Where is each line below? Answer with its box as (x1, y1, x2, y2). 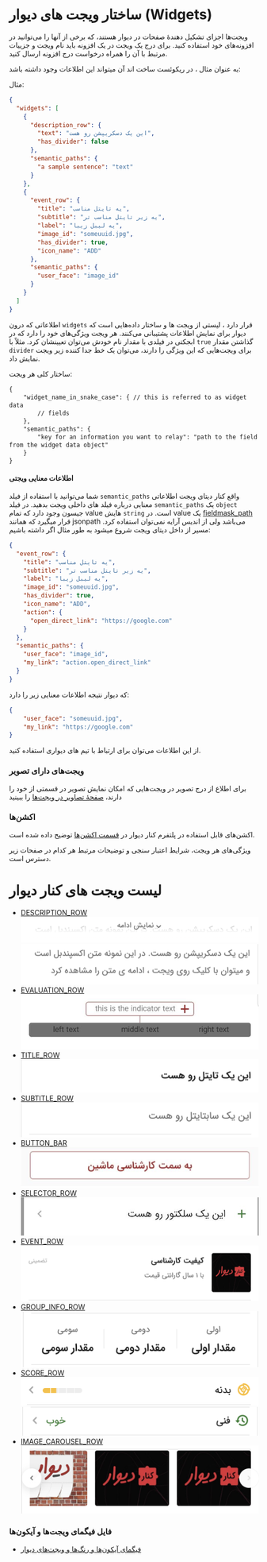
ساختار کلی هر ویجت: (9, 369, 73, 378)
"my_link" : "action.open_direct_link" (23, 659, 151, 667)
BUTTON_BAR (20, 1139, 67, 1148)
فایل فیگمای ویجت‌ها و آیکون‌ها (9, 1526, 113, 1537)
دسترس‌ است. (9, 853, 51, 863)
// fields (37, 409, 70, 417)
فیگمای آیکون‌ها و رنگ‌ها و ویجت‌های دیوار (20, 1544, 142, 1554)
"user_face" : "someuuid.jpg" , (23, 714, 124, 722)
